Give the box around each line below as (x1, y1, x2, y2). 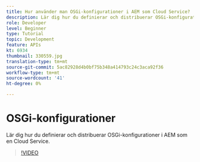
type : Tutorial (6, 31, 44, 37)
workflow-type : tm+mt (6, 70, 60, 76)
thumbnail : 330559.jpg (6, 53, 62, 59)
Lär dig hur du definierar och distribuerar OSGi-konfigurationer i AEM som (6, 131, 187, 138)
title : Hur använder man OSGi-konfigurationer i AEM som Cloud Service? (6, 8, 190, 15)
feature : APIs (6, 42, 42, 48)
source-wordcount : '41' (6, 75, 65, 81)
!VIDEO (20, 149, 39, 156)
